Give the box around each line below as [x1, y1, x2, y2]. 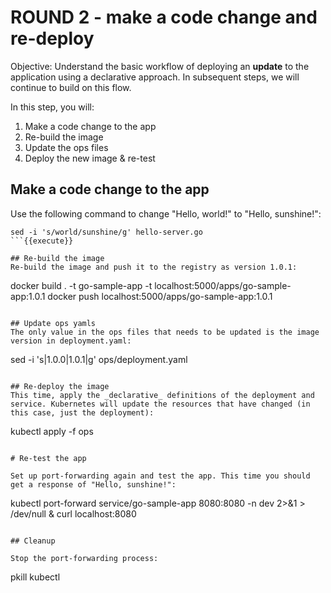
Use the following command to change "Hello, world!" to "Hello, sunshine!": [10, 207, 322, 220]
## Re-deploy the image [10, 381, 110, 391]
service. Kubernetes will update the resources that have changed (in [10, 399, 311, 409]
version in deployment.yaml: [10, 336, 132, 346]
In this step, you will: [10, 101, 95, 113]
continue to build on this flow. [10, 81, 132, 93]
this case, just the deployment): [10, 407, 155, 418]
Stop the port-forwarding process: [10, 553, 159, 563]
